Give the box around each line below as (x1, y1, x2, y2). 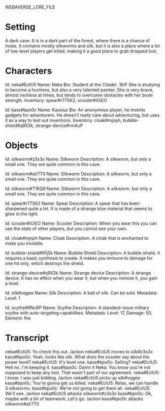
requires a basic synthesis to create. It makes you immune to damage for (5, 255, 153, 261)
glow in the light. (5, 211, 39, 217)
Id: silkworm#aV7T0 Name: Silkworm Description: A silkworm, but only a (5, 171, 152, 177)
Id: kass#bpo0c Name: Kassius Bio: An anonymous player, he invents (5, 107, 145, 113)
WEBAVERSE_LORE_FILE (5, 4, 56, 10)
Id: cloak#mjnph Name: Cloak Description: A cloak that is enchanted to (5, 235, 149, 241)
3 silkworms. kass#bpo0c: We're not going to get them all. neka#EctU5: (5, 385, 151, 391)
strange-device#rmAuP (35, 123, 83, 128)
